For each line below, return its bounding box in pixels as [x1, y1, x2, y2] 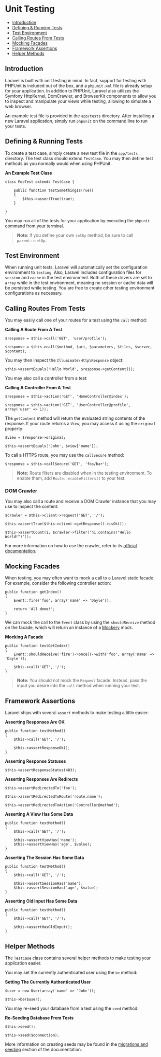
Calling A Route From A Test [5, 327, 62, 333]
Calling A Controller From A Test [5, 385, 71, 391]
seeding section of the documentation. [5, 1046, 82, 1052]
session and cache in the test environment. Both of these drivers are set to [5, 275, 152, 281]
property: [5, 426, 24, 431]
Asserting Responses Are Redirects [5, 776, 78, 782]
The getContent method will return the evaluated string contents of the [5, 415, 146, 421]
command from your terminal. [5, 223, 64, 229]
